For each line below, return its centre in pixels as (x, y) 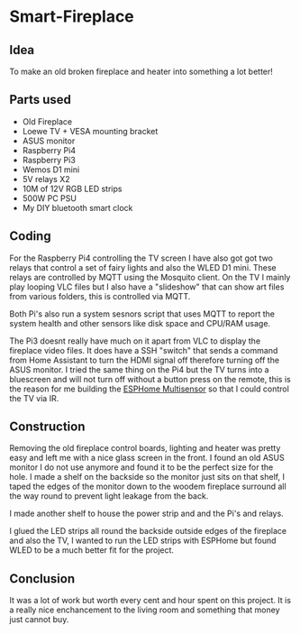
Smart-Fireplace (72, 17)
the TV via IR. (34, 398)
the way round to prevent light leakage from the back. (109, 496)
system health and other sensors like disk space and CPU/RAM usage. (140, 323)
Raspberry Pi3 (49, 160)
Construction (47, 427)
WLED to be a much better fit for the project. (91, 550)
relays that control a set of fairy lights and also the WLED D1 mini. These (143, 267)
